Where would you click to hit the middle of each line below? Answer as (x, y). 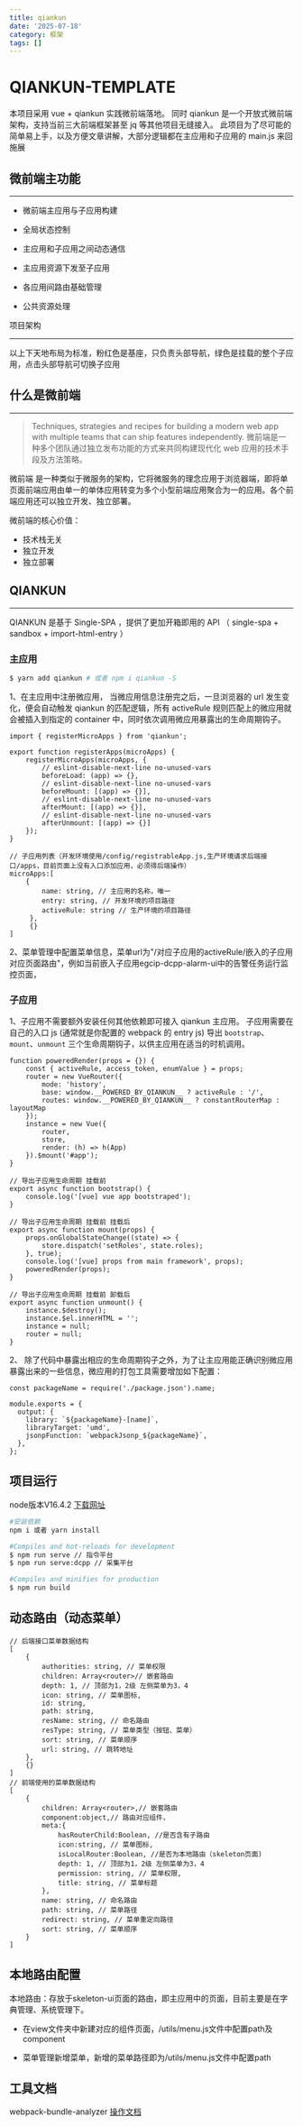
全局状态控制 (46, 229)
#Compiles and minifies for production (84, 1580)
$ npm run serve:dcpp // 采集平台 (71, 1563)
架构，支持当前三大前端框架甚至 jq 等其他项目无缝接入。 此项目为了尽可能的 (150, 125)
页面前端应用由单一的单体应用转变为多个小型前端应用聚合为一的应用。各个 (147, 490)
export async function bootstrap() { (80, 1189)
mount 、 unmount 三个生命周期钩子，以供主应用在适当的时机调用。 (129, 1044)
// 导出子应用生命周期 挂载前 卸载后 (70, 1295)
